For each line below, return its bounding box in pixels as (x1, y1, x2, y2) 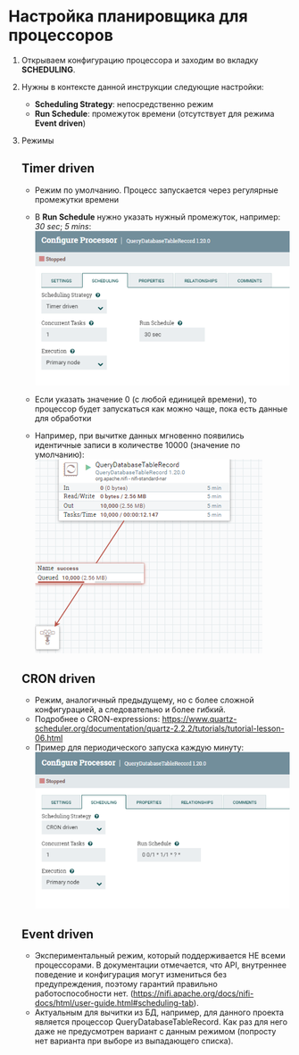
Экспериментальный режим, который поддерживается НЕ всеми (34, 951, 287, 961)
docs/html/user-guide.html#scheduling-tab (34, 998, 194, 1009)
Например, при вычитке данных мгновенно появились (34, 430, 245, 441)
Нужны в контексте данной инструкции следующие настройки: (21, 81, 264, 92)
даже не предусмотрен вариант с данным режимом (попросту (34, 1026, 277, 1037)
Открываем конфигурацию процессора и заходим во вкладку (21, 54, 259, 65)
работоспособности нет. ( (34, 988, 134, 999)
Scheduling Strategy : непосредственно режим (34, 98, 214, 109)
